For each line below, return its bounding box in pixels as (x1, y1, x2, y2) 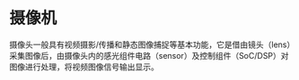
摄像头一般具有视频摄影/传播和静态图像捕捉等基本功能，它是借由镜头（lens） (9, 39, 292, 50)
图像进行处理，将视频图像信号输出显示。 (9, 61, 159, 72)
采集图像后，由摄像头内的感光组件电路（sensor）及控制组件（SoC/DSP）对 (9, 50, 289, 60)
